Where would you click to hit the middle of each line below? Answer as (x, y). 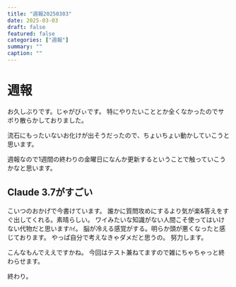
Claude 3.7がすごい (50, 193)
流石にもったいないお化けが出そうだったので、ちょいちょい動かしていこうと (119, 135)
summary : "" (25, 47)
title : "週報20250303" (40, 14)
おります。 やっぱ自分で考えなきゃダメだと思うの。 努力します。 (113, 237)
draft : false (26, 27)
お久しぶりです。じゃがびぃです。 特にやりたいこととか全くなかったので (113, 111)
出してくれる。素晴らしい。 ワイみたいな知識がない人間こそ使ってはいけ (119, 219)
